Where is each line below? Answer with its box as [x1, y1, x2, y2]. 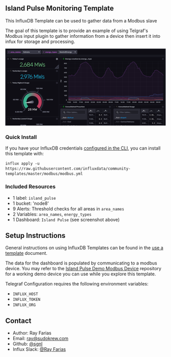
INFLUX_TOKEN [12, 297, 41, 302]
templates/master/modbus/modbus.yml [5, 171, 83, 177]
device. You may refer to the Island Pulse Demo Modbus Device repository [5, 266, 162, 272]
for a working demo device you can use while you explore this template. [5, 271, 156, 277]
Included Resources [5, 183, 56, 191]
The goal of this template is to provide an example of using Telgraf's [5, 28, 149, 34]
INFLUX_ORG [12, 302, 36, 308]
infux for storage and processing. [5, 38, 75, 44]
